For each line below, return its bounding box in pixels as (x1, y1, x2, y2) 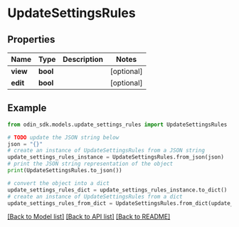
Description (63, 55, 103, 64)
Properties (7, 33, 55, 46)
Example (7, 102, 47, 115)
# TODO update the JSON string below (7, 134, 119, 141)
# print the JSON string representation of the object (7, 160, 174, 168)
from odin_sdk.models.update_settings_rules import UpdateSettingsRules (7, 121, 228, 128)
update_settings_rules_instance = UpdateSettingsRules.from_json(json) (7, 154, 224, 161)
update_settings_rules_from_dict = (7, 199, 113, 207)
